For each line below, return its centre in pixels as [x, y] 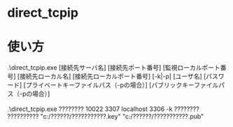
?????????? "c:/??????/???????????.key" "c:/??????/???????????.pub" [106, 117]
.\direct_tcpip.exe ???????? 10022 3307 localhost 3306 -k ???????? [103, 109]
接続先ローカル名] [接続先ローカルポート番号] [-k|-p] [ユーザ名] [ [113, 76]
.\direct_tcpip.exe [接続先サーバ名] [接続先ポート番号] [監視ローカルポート [114, 68]
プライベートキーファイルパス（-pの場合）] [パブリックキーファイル [122, 85]
